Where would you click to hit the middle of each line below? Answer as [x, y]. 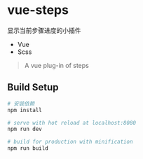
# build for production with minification [70, 142]
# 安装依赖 [21, 104]
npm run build [28, 148]
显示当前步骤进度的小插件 [44, 30]
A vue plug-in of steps [56, 65]
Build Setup [33, 87]
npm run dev [25, 129]
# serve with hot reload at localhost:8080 [72, 123]
